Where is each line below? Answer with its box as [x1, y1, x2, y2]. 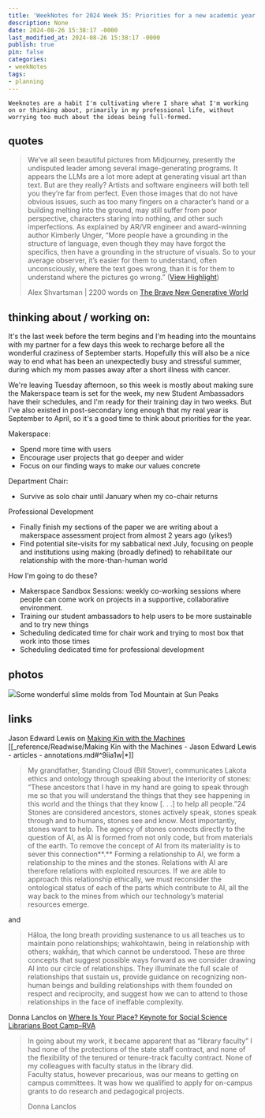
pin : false [8, 48, 44, 56]
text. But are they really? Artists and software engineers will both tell [27, 181, 250, 190]
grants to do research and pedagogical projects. [27, 1086, 185, 1096]
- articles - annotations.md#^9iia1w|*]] [8, 750, 134, 759]
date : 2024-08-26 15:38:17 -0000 [8, 26, 118, 34]
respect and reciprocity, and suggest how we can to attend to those [27, 989, 248, 998]
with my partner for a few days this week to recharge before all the [8, 340, 225, 349]
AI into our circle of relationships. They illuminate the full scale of [27, 963, 239, 973]
